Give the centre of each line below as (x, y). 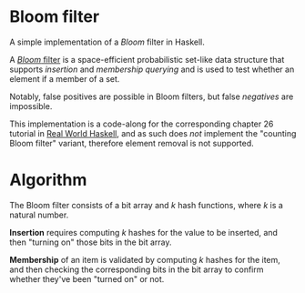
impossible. (31, 106)
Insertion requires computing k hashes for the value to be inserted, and (143, 232)
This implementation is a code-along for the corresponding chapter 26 (142, 124)
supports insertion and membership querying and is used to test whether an (152, 69)
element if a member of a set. (65, 78)
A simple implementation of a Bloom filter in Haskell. (107, 42)
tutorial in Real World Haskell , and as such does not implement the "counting (153, 133)
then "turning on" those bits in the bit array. (91, 242)
